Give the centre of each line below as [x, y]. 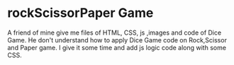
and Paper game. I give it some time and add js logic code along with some [117, 47]
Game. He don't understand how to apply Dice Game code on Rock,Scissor [117, 40]
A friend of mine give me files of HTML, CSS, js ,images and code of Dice [115, 32]
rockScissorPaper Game [80, 13]
